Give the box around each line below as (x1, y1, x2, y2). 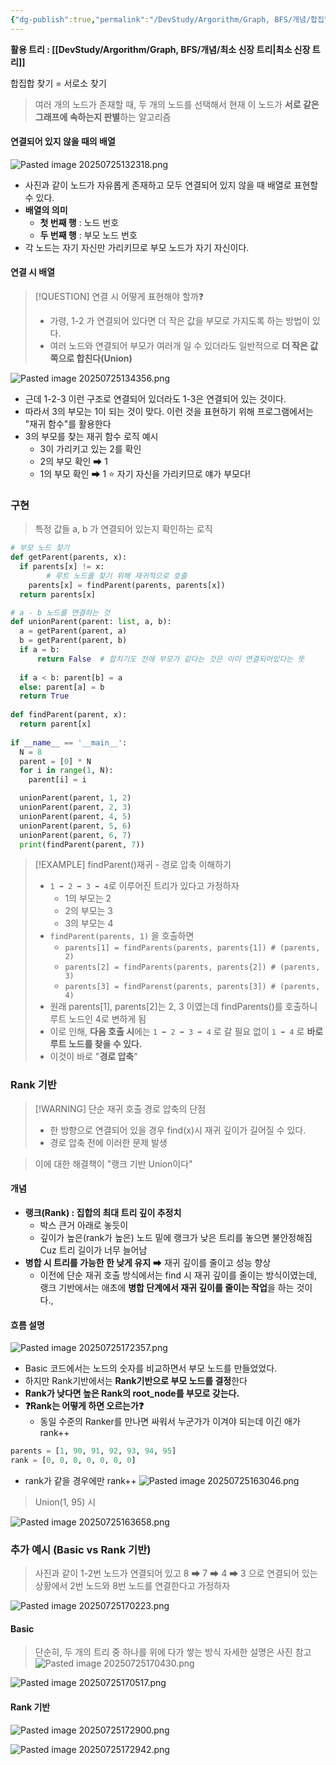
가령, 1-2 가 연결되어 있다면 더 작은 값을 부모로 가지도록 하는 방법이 (49, 315, 310, 327)
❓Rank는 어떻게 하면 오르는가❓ (24, 1400, 145, 1412)
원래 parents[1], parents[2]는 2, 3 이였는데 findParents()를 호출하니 (49, 1001, 318, 1013)
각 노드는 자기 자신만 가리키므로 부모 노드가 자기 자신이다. (24, 241, 250, 253)
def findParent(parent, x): (10, 710, 128, 720)
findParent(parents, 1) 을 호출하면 (49, 930, 195, 942)
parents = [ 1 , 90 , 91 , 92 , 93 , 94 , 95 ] (10, 1446, 177, 1456)
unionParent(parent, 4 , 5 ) (19, 811, 132, 821)
